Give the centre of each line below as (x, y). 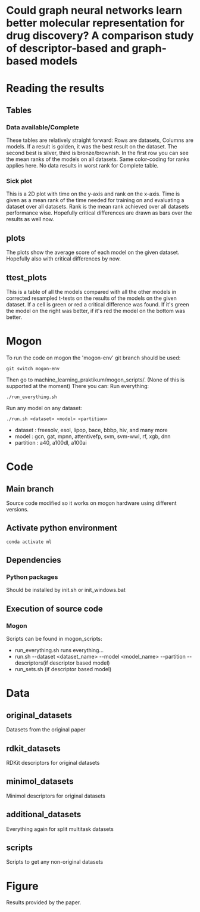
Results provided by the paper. (44, 902)
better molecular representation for (95, 23)
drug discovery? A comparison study (100, 36)
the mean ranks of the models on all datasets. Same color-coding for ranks (98, 159)
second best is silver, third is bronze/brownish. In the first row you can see (97, 153)
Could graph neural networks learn (94, 10)
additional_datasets (44, 815)
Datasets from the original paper (46, 730)
